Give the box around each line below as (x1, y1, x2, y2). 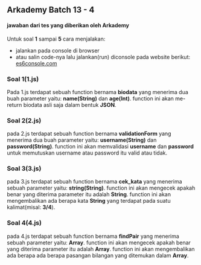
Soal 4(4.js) (7, 219, 42, 227)
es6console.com (15, 60, 57, 67)
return (7, 101, 22, 108)
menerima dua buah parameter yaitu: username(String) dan (7, 136, 157, 144)
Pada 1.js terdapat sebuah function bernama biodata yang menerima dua (7, 88, 189, 95)
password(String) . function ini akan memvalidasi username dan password (7, 143, 194, 150)
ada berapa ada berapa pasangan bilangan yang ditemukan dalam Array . (7, 252, 189, 259)
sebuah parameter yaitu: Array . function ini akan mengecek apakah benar (7, 238, 191, 246)
